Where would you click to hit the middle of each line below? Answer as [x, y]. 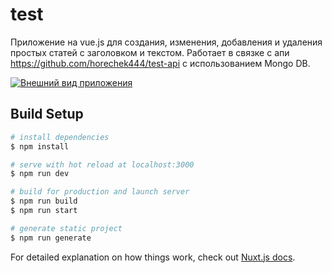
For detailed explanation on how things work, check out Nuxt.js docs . [153, 257]
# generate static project [66, 228]
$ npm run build [44, 201]
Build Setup [47, 114]
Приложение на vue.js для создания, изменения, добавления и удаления [166, 42]
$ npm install [40, 146]
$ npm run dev [40, 174]
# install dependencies [60, 137]
